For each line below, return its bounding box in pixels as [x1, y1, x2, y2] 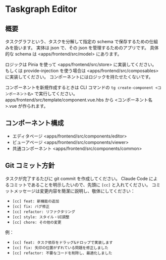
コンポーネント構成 [5, 119, 64, 128]
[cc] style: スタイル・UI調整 [12, 214, 70, 219]
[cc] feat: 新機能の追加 [12, 198, 59, 204]
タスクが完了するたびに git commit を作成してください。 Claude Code [5, 175, 148, 182]
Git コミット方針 [5, 161, 55, 170]
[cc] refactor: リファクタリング [12, 209, 75, 214]
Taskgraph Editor [5, 3, 77, 15]
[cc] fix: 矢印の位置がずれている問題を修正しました [12, 245, 109, 250]
